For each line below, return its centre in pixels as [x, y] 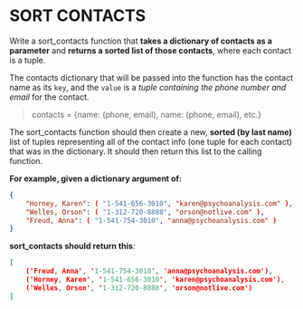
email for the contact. [49, 97]
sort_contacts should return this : [72, 246]
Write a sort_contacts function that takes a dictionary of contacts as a [141, 41]
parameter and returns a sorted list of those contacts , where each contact [151, 50]
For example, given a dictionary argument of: [96, 179]
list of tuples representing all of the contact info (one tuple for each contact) [151, 141]
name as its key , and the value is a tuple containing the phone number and [148, 87]
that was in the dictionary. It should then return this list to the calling [136, 151]
